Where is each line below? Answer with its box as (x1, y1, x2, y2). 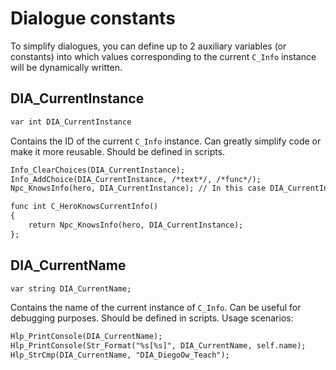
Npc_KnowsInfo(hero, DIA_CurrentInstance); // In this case (10, 183, 267, 194)
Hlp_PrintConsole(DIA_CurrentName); (10, 332, 163, 342)
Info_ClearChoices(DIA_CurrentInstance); (10, 165, 186, 175)
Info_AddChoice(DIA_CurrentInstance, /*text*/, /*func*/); (10, 174, 262, 184)
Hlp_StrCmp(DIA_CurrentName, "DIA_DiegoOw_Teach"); (10, 350, 230, 361)
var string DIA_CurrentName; (10, 283, 132, 294)
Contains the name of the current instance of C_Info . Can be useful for (10, 302, 302, 314)
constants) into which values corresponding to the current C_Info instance (10, 50, 317, 62)
